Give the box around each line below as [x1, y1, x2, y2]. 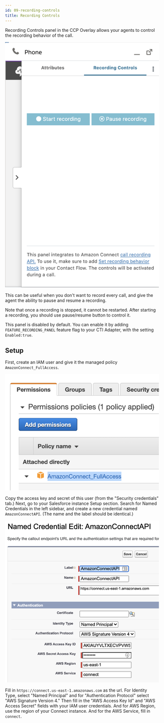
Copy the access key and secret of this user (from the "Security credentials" [5, 495, 159, 501]
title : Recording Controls [5, 13, 60, 18]
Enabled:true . [5, 332, 33, 338]
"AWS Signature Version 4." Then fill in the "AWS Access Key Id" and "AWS [5, 698, 155, 703]
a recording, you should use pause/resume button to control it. [5, 312, 131, 318]
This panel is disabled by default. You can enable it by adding [5, 322, 128, 328]
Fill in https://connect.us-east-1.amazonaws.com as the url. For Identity [5, 687, 147, 693]
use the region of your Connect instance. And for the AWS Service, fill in [5, 708, 150, 714]
